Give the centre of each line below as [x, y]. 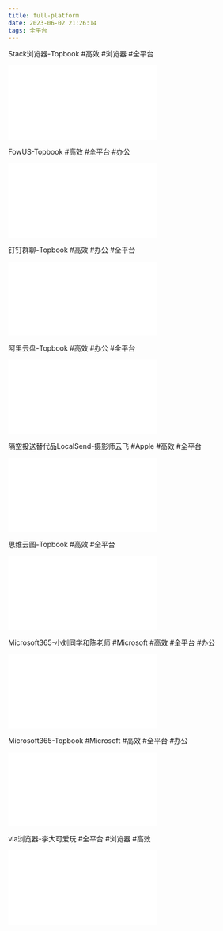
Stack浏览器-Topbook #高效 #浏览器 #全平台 [81, 54]
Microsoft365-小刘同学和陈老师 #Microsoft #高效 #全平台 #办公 [112, 642]
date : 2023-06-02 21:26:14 [53, 23]
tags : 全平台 [28, 30]
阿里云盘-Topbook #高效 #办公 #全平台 [72, 348]
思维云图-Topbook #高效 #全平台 [62, 545]
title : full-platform [44, 15]
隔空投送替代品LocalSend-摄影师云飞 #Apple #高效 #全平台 [105, 446]
